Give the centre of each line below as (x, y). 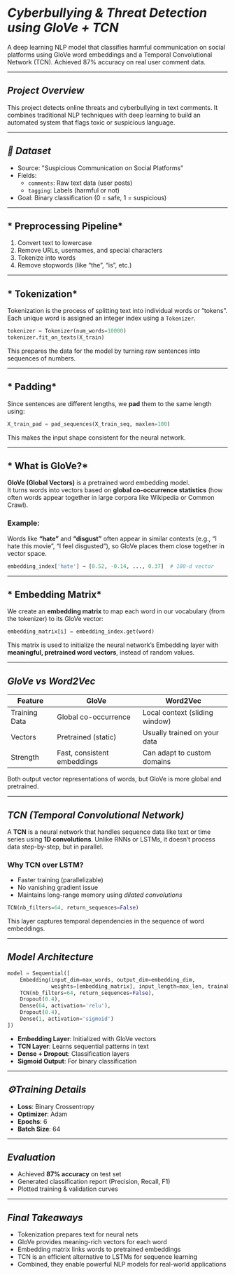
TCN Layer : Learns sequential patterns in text (83, 1046)
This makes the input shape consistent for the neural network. (97, 437)
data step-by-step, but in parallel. (55, 846)
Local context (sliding (178, 713)
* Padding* (32, 387)
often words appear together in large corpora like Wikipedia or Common (111, 498)
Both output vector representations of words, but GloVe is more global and (114, 779)
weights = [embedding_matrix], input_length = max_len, (128, 986)
